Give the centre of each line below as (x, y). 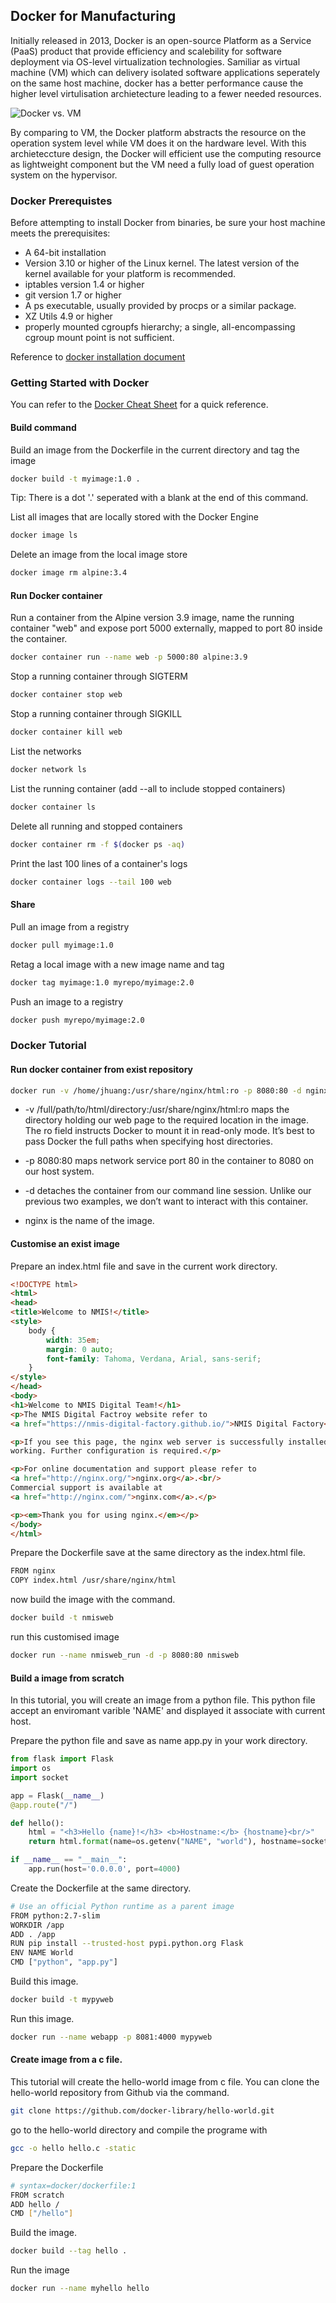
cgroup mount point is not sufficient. (99, 338)
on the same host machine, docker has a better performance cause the (157, 83)
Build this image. (44, 1981)
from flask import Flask (62, 1759)
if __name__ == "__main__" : (69, 1860)
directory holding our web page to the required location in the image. (167, 1120)
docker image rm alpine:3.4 (69, 573)
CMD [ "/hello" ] (42, 2214)
